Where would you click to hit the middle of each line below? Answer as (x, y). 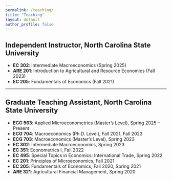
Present (21, 128)
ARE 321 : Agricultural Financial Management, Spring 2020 (74, 171)
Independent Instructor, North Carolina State (78, 45)
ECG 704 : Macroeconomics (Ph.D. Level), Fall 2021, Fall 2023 (78, 133)
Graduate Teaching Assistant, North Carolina (79, 103)
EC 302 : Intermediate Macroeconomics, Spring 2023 (69, 144)
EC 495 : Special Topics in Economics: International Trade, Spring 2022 (88, 155)
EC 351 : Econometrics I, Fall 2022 (48, 150)
